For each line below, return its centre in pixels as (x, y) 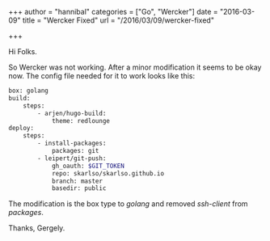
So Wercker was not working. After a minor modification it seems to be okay (135, 67)
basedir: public (79, 188)
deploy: (21, 129)
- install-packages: (72, 144)
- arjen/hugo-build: (72, 113)
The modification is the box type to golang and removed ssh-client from (128, 204)
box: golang (28, 91)
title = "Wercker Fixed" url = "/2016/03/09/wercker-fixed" (118, 20)
